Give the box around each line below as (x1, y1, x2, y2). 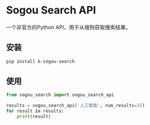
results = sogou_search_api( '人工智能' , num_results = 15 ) (6, 103, 145, 109)
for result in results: (6, 108, 65, 114)
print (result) (16, 114, 51, 120)
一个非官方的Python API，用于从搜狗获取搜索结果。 (6, 23, 131, 31)
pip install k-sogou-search (6, 58, 75, 65)
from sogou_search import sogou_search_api (6, 92, 115, 98)
